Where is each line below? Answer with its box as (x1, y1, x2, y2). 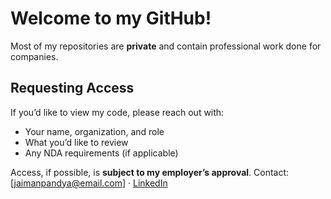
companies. (10, 50, 59, 62)
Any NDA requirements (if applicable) (24, 147, 179, 159)
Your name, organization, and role (24, 125, 165, 137)
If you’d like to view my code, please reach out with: (10, 106, 225, 118)
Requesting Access (10, 80, 135, 97)
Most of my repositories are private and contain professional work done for (10, 40, 322, 52)
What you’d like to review (24, 136, 129, 148)
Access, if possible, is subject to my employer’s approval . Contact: (10, 166, 290, 178)
